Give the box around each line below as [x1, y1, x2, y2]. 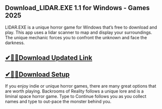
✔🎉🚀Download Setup [5, 70, 70, 78]
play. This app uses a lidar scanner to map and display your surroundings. [5, 29, 152, 35]
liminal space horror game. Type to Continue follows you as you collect [5, 93, 147, 99]
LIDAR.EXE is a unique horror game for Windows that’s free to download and [5, 24, 157, 30]
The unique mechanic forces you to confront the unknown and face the [5, 34, 147, 40]
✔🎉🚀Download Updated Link [5, 54, 93, 62]
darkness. [5, 40, 25, 46]
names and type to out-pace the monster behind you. [5, 99, 112, 105]
